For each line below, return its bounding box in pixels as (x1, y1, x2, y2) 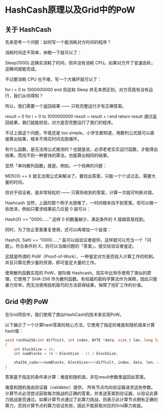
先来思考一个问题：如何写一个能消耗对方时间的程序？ (5, 39, 112, 45)
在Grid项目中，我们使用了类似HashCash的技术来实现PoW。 (5, 311, 124, 317)
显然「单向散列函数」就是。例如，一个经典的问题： (5, 163, 107, 169)
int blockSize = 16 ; (14, 347, 55, 352)
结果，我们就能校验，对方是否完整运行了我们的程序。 (9, 120, 115, 125)
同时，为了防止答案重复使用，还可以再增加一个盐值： (5, 227, 112, 232)
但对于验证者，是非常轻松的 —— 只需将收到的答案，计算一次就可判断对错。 (5, 189, 156, 195)
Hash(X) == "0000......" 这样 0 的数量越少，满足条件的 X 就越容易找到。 (5, 216, 148, 222)
